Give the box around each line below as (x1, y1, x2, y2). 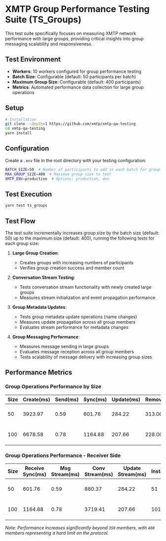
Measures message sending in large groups (19, 344, 109, 349)
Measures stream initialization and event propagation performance (19, 295, 156, 300)
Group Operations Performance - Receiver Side (5, 452, 121, 459)
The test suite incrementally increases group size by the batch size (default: (5, 230, 160, 236)
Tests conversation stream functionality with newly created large (19, 284, 152, 290)
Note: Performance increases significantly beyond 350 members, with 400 (5, 525, 155, 531)
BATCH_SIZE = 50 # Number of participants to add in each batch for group (5, 167, 161, 172)
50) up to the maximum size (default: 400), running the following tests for (5, 235, 155, 241)
